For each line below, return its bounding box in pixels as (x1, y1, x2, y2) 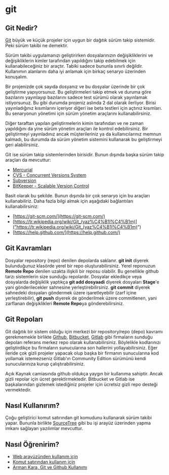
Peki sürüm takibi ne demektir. (5, 42, 68, 49)
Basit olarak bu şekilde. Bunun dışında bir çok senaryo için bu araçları (5, 193, 150, 198)
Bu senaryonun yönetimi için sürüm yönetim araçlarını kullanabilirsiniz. (5, 110, 152, 116)
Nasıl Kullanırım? (5, 401, 60, 410)
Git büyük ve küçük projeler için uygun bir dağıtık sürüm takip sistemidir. (5, 37, 156, 43)
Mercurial (12, 167, 33, 172)
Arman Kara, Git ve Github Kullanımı (12, 464, 88, 470)
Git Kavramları (5, 244, 52, 252)
